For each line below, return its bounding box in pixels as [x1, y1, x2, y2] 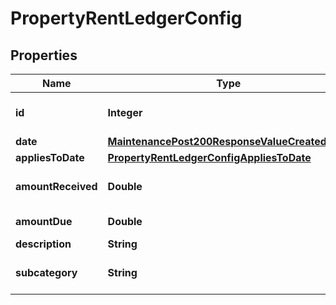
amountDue [15, 215, 73, 228]
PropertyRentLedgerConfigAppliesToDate [107, 151, 312, 164]
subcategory [15, 266, 78, 279]
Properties [10, 47, 78, 64]
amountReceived [15, 180, 98, 193]
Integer [107, 106, 143, 119]
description [15, 237, 72, 251]
